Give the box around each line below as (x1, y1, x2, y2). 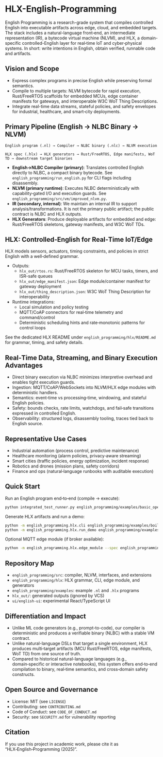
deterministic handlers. (12, 390, 58, 396)
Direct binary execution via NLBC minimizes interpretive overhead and (12, 374, 153, 380)
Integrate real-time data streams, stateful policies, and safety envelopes (12, 103, 156, 109)
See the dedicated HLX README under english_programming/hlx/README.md (5, 334, 156, 340)
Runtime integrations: (12, 299, 55, 305)
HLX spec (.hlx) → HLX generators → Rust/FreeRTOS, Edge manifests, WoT (5, 152, 155, 157)
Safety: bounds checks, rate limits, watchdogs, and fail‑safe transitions (12, 405, 154, 411)
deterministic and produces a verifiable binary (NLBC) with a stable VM (12, 630, 155, 636)
